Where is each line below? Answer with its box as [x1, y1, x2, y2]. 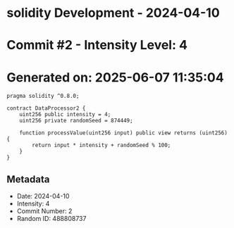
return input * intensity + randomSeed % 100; [32, 142, 171, 149]
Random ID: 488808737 [16, 215, 87, 223]
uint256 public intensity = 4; [19, 111, 111, 118]
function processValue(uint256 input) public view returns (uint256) [19, 129, 228, 137]
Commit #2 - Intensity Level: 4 [6, 37, 188, 53]
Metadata [6, 173, 50, 185]
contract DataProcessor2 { [6, 105, 86, 112]
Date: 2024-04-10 [16, 192, 70, 201]
